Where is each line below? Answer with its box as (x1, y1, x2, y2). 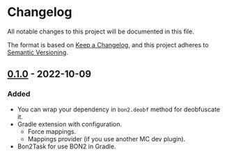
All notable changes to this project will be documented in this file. (7, 27, 195, 36)
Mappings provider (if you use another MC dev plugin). (27, 134, 186, 143)
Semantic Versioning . (7, 48, 68, 56)
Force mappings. (27, 127, 77, 136)
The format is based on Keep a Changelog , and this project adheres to (7, 40, 209, 49)
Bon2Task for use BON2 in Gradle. (17, 142, 116, 150)
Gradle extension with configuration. (17, 120, 123, 128)
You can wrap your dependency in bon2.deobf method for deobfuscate (17, 105, 221, 114)
